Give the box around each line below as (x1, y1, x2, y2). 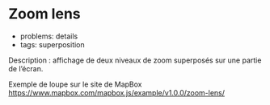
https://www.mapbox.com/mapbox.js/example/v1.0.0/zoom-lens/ (8, 87, 225, 97)
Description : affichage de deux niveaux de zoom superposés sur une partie (8, 55, 262, 65)
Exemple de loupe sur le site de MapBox (8, 79, 142, 89)
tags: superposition (19, 39, 85, 49)
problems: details (19, 31, 78, 41)
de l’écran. (8, 63, 44, 73)
